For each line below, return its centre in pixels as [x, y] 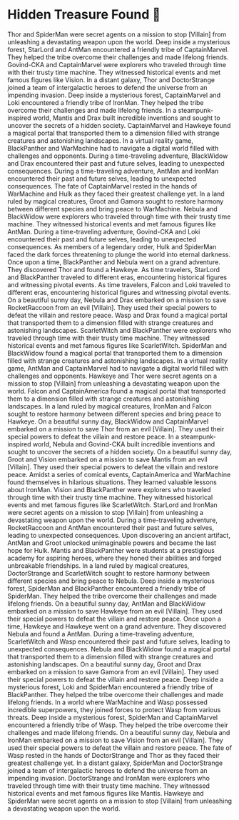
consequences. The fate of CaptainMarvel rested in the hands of [102, 186]
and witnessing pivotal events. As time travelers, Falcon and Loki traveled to [119, 284]
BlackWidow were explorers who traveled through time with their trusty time [119, 216]
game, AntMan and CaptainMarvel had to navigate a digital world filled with [118, 368]
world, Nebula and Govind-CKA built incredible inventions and [124, 444]
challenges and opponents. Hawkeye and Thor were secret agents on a [112, 376]
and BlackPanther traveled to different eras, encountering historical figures [117, 277]
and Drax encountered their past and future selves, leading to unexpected [116, 163]
